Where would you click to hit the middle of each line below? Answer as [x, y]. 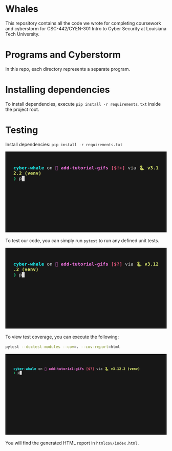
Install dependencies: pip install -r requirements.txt [64, 144]
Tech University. [23, 34]
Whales [22, 9]
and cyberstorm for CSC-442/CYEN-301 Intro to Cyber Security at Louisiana [86, 28]
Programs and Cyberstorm [63, 55]
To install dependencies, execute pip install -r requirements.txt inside [83, 104]
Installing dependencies [58, 90]
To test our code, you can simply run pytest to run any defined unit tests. [82, 240]
